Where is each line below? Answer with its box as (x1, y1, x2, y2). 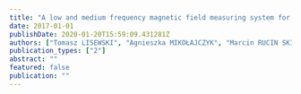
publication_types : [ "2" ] (9, 47, 106, 56)
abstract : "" (9, 55, 58, 64)
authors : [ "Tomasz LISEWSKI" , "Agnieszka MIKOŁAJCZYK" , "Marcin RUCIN (9, 38, 279, 47)
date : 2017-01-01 (9, 21, 74, 30)
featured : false (9, 64, 70, 73)
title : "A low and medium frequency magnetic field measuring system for (9, 13, 291, 22)
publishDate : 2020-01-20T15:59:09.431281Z (9, 30, 170, 38)
